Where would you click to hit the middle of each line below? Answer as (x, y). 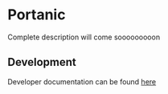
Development (42, 62)
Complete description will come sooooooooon (84, 37)
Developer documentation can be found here (82, 81)
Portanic (37, 15)
